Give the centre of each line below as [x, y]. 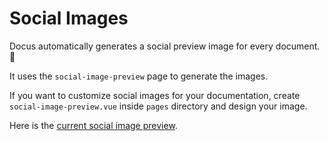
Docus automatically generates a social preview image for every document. [165, 46]
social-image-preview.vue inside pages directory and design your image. [158, 106]
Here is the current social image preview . [93, 125]
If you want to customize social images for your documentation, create [155, 95]
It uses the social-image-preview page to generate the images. [139, 76]
